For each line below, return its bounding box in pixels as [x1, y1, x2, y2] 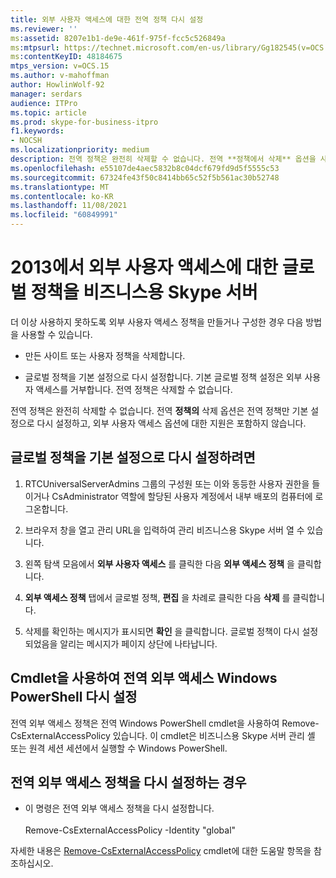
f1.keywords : [10, 126, 65, 136]
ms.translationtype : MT [10, 182, 110, 192]
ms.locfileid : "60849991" [10, 210, 118, 220]
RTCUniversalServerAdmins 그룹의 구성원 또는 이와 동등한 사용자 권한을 [24, 477, 310, 490]
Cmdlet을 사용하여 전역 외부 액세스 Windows [10, 670, 278, 687]
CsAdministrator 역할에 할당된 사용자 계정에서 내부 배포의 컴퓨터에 [51, 490, 313, 502]
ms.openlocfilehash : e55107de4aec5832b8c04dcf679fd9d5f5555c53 [10, 163, 280, 173]
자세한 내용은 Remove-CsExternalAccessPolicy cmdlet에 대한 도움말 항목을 [10, 845, 312, 857]
